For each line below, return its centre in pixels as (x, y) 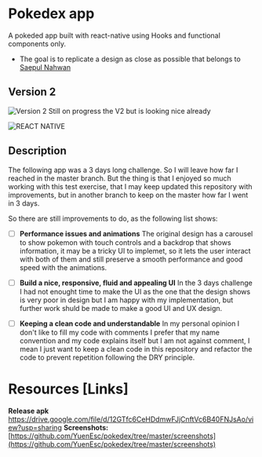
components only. (37, 43)
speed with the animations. (63, 267)
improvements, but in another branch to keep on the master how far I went (128, 195)
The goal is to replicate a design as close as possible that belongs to (130, 59)
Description (37, 151)
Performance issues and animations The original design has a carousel (136, 233)
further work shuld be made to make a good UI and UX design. (121, 308)
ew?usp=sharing (35, 427)
